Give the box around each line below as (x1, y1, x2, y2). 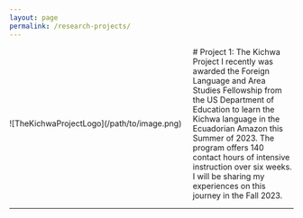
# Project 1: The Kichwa (192, 46, 281, 57)
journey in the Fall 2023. (192, 190, 283, 201)
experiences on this (192, 180, 266, 191)
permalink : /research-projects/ (9, 22, 131, 31)
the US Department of (192, 94, 275, 104)
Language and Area (192, 75, 266, 86)
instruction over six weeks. (192, 161, 293, 172)
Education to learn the (192, 104, 275, 114)
